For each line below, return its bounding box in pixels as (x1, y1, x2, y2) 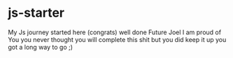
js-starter (8, 5, 65, 21)
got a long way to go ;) (8, 43, 73, 51)
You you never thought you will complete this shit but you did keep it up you (8, 35, 227, 43)
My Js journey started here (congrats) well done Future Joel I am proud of (8, 28, 222, 36)
